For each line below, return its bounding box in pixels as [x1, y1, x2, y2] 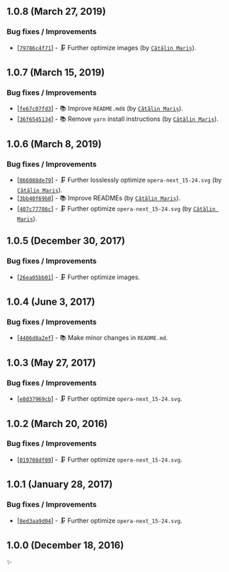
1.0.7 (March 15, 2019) [6, 66, 105, 78]
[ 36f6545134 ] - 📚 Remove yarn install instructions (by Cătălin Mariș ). [16, 115, 219, 123]
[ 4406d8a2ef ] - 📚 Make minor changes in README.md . [16, 334, 168, 342]
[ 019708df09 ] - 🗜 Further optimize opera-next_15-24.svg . [16, 455, 183, 464]
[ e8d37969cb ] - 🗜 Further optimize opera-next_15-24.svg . [16, 395, 183, 403]
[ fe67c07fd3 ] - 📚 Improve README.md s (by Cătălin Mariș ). [16, 104, 184, 112]
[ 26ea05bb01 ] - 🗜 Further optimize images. [16, 272, 141, 281]
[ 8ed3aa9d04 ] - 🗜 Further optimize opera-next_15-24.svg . [16, 516, 183, 525]
